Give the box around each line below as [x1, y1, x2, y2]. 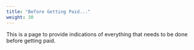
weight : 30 [6, 14, 34, 20]
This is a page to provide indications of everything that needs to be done [6, 30, 188, 37]
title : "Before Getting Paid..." [6, 8, 91, 15]
